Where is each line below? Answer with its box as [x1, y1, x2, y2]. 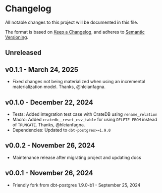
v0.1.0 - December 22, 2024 [5, 98, 93, 106]
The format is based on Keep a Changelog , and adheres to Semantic [5, 29, 145, 35]
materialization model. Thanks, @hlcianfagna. [12, 84, 106, 90]
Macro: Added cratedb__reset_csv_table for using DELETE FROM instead [12, 116, 158, 122]
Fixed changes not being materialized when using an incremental [12, 79, 145, 85]
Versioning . [5, 34, 29, 40]
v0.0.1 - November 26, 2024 [5, 169, 93, 177]
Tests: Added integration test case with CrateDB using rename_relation [12, 111, 158, 117]
